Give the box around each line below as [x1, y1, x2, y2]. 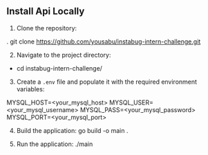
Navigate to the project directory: [16, 51, 111, 59]
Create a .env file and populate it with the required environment [16, 77, 198, 86]
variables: [16, 84, 45, 93]
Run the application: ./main [16, 140, 93, 148]
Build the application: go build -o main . [16, 126, 129, 134]
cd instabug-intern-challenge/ [16, 64, 103, 72]
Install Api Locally [6, 6, 85, 17]
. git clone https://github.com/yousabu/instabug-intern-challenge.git [6, 37, 201, 46]
